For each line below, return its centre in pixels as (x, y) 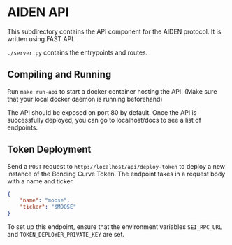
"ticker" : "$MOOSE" (48, 207)
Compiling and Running (59, 75)
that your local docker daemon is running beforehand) (85, 99)
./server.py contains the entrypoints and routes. (78, 52)
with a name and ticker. (41, 181)
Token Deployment (49, 149)
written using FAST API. (41, 38)
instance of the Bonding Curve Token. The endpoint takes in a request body (116, 174)
